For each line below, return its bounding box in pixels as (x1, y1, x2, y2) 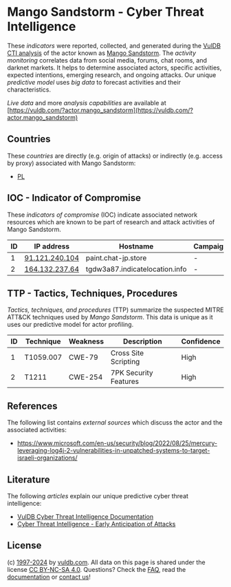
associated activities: (7, 426, 67, 434)
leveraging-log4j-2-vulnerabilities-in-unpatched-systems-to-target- (16, 447, 210, 455)
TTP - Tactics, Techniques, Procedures (7, 287, 178, 299)
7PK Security (110, 368, 153, 378)
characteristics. (7, 85, 52, 94)
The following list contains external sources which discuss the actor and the (7, 418, 223, 427)
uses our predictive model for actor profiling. (7, 321, 134, 329)
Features (110, 376, 140, 386)
